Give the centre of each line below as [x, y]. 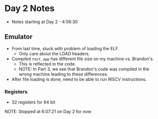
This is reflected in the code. [47, 64]
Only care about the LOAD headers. [54, 53]
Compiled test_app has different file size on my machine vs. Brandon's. [83, 59]
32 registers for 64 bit [33, 102]
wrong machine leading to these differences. [63, 74]
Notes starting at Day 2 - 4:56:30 [45, 22]
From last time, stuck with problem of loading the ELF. [65, 48]
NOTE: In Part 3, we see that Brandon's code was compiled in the [84, 69]
